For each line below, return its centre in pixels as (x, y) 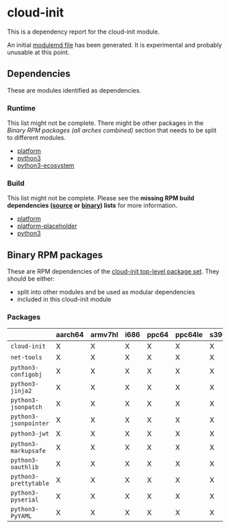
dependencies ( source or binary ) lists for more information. (92, 205)
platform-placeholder (47, 226)
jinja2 (21, 391)
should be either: (31, 279)
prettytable (30, 484)
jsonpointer (30, 424)
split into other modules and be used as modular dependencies (106, 292)
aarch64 (70, 335)
